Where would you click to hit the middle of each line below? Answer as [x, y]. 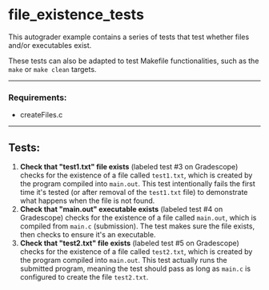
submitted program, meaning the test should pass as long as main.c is [135, 268]
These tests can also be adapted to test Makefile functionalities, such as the [134, 61]
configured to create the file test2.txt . [84, 277]
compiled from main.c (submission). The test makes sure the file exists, [137, 226]
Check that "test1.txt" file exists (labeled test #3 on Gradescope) [129, 167]
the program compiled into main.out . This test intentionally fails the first [138, 184]
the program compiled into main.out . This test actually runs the [124, 260]
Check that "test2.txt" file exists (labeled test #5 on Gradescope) [130, 243]
